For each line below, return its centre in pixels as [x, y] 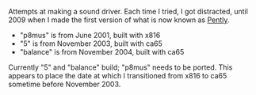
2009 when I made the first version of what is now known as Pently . [119, 20]
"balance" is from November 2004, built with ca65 [102, 52]
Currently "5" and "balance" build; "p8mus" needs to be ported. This [120, 67]
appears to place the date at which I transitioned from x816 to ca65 [118, 76]
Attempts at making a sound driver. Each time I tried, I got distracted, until [128, 11]
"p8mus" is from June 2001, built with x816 [90, 35]
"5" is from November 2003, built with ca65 [91, 44]
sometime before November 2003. [65, 84]
